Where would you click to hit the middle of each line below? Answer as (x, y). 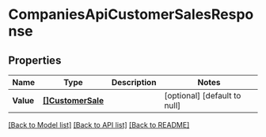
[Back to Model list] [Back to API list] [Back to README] (99, 125)
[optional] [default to (203, 96)
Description (134, 82)
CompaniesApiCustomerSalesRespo (131, 15)
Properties (35, 60)
